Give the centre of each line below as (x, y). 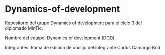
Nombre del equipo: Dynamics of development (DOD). (60, 38)
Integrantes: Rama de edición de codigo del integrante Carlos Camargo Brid (83, 47)
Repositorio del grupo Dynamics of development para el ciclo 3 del (74, 23)
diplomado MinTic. (24, 28)
